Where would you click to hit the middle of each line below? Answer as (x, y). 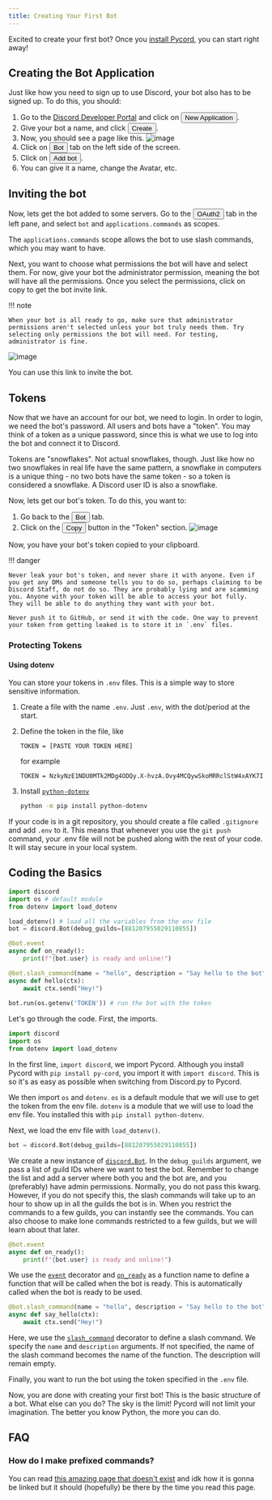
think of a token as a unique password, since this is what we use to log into (133, 435)
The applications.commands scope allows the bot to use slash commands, (131, 239)
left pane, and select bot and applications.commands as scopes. (114, 224)
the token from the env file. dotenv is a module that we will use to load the (131, 1106)
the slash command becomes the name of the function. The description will (134, 1355)
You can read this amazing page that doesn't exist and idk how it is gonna (132, 1478)
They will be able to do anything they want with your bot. (112, 604)
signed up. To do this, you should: (65, 101)
